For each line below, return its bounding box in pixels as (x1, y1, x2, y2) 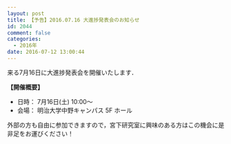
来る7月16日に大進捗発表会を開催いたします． (7, 68, 138, 76)
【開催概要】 (7, 83, 43, 91)
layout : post (7, 10, 45, 17)
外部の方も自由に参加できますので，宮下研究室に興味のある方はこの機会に (7, 121, 219, 129)
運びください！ (30, 129, 74, 138)
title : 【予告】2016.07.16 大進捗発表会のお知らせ (7, 17, 140, 23)
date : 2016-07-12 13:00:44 (7, 49, 85, 56)
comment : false (7, 29, 51, 37)
